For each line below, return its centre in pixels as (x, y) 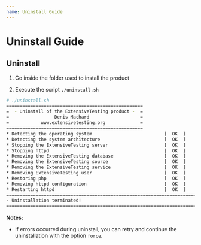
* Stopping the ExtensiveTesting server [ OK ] (96, 145)
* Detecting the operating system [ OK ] (96, 134)
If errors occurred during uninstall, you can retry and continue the (96, 229)
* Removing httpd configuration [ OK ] (96, 184)
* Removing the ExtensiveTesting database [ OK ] (96, 156)
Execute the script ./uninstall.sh (57, 89)
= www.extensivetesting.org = (75, 123)
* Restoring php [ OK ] (96, 178)
